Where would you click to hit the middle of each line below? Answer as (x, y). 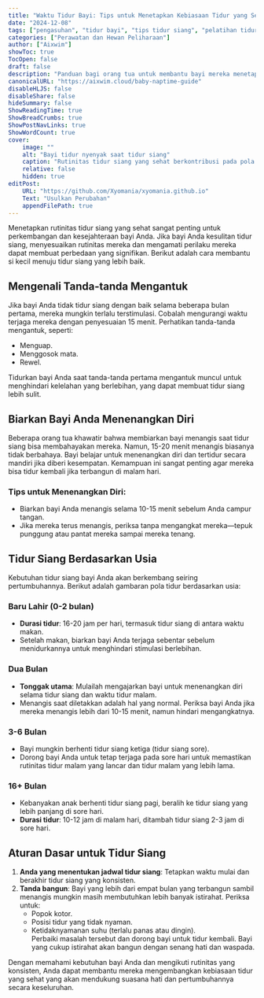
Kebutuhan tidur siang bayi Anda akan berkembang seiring (103, 578)
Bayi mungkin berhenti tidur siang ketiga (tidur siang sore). (114, 749)
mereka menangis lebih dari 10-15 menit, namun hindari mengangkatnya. (137, 711)
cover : (19, 140)
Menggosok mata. (49, 354)
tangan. (32, 517)
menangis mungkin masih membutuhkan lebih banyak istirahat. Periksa (134, 897)
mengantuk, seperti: (40, 331)
